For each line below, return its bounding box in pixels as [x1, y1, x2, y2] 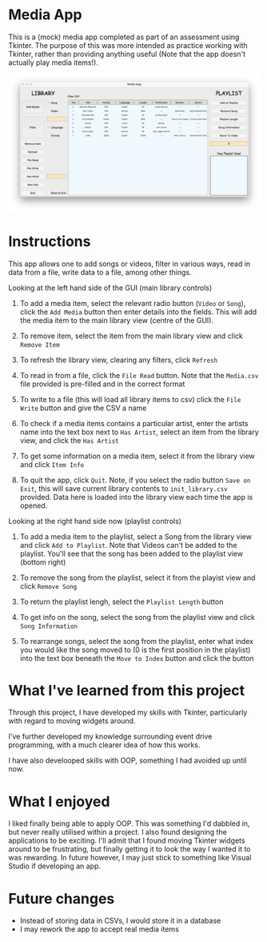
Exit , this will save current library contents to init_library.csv [19, 483, 228, 493]
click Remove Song [19, 581, 78, 590]
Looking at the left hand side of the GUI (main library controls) [8, 283, 213, 292]
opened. [19, 501, 48, 510]
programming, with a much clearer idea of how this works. [8, 740, 201, 750]
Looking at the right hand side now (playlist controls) [8, 516, 182, 525]
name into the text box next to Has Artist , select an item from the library [19, 427, 260, 437]
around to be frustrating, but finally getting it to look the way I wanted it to [8, 844, 251, 854]
